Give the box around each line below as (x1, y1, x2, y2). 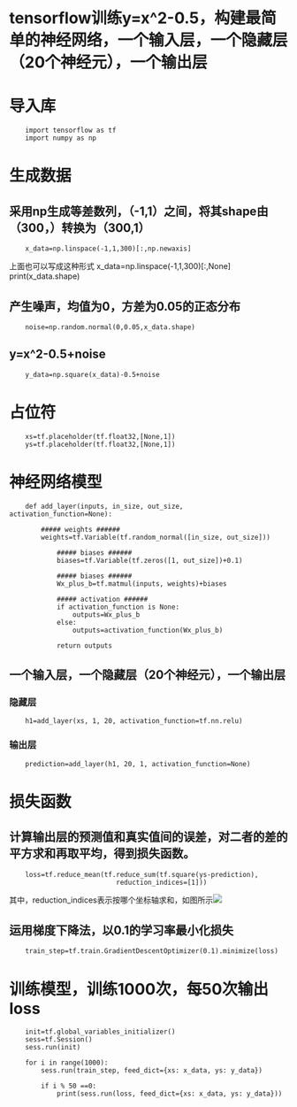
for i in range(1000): (25, 1058, 109, 1067)
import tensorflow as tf (25, 126, 117, 135)
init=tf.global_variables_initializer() (25, 1027, 176, 1036)
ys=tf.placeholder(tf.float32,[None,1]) (25, 440, 176, 449)
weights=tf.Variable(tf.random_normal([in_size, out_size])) (41, 533, 271, 542)
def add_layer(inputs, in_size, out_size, (25, 502, 184, 511)
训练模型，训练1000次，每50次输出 (9, 979, 270, 999)
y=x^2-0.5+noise (9, 347, 106, 362)
